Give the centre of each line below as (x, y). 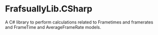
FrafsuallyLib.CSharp (49, 9)
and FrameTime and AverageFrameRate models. (53, 27)
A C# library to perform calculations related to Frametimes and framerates (79, 22)
